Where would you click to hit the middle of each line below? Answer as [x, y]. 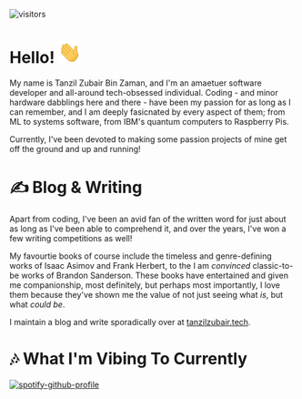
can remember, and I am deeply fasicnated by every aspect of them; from [147, 112]
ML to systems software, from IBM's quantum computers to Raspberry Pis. [149, 121]
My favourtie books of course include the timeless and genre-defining [141, 256]
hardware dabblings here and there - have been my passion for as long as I [150, 102]
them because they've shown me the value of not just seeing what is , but [146, 294]
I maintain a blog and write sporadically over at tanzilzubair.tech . [130, 322]
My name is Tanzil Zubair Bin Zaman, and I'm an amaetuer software [136, 83]
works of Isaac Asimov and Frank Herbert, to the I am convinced [130, 265]
